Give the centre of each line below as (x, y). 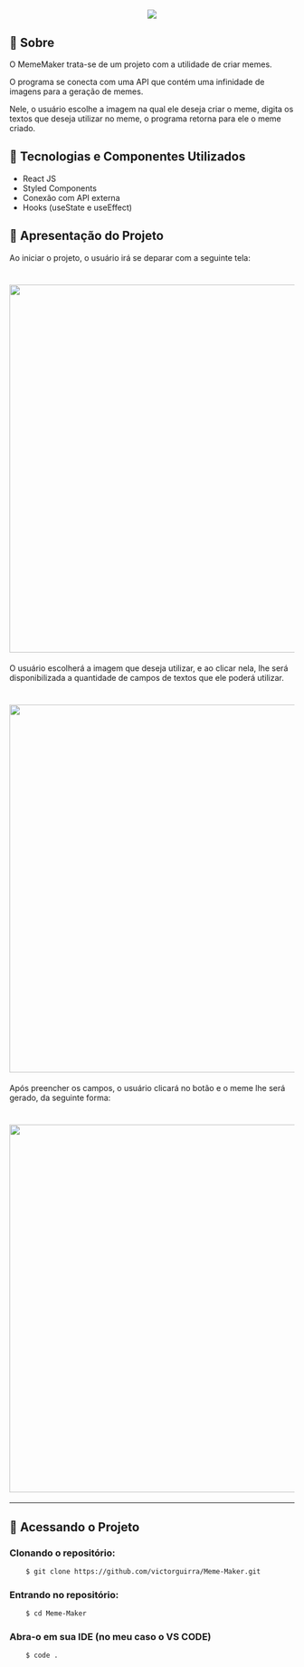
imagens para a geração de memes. (76, 91)
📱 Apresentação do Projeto (87, 236)
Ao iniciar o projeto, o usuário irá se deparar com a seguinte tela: (130, 257)
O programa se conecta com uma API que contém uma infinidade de (137, 82)
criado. (23, 128)
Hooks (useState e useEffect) (77, 207)
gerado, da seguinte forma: (60, 1097)
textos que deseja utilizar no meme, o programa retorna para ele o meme (146, 119)
